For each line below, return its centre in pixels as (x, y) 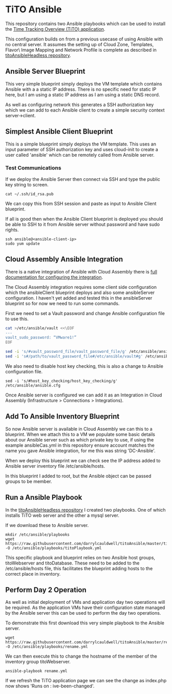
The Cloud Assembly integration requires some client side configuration (81, 287)
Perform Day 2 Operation (46, 590)
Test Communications (33, 168)
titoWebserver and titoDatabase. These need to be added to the (72, 563)
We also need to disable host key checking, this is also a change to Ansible (84, 366)
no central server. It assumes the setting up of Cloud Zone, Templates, (80, 44)
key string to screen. (27, 184)
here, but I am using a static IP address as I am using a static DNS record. (83, 94)
